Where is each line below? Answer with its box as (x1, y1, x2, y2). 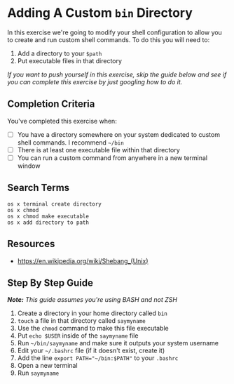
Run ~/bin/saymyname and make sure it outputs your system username (17, 339, 219, 347)
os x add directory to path (7, 219, 90, 226)
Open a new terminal (17, 362, 78, 370)
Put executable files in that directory (17, 56, 123, 65)
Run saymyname (17, 369, 60, 377)
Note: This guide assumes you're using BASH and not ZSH (7, 296, 177, 304)
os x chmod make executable (7, 213, 90, 220)
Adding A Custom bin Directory (7, 5, 193, 21)
